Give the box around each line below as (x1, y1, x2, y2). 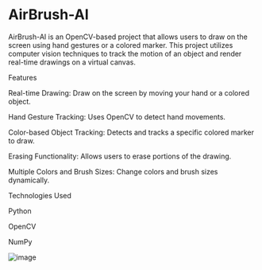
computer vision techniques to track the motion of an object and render (8, 49, 242, 58)
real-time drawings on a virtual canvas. (8, 57, 137, 67)
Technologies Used (8, 190, 71, 200)
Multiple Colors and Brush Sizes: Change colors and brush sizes (8, 166, 218, 176)
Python (8, 205, 32, 216)
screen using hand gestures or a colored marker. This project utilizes (8, 40, 233, 49)
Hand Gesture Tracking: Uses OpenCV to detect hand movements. (8, 112, 226, 121)
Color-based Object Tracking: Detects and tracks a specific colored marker (8, 127, 254, 137)
